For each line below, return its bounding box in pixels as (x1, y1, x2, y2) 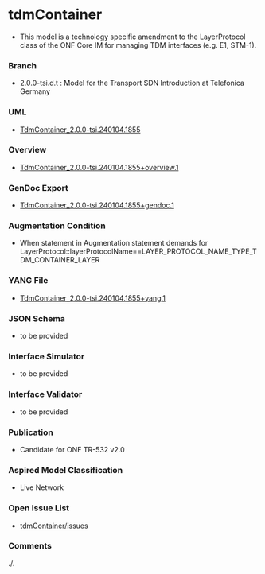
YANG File (8, 275, 49, 286)
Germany (19, 87, 50, 96)
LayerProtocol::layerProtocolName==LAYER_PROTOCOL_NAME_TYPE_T (19, 246, 257, 256)
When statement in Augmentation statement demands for (19, 239, 208, 248)
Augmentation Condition (8, 220, 106, 231)
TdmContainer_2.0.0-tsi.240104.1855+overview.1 (19, 162, 179, 172)
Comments (8, 541, 52, 552)
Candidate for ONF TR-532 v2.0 (19, 444, 125, 454)
